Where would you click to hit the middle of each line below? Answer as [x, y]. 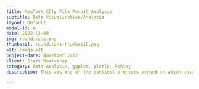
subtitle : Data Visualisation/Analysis [55, 17]
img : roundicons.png [32, 39]
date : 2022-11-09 [28, 34]
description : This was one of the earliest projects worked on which [94, 72]
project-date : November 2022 [42, 55]
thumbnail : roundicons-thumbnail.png [53, 45]
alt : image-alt [25, 50]
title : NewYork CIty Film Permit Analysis [59, 11]
